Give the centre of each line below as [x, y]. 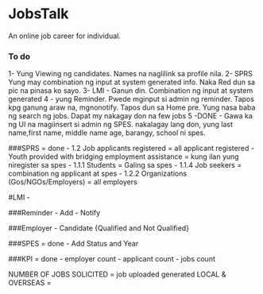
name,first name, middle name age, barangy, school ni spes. [107, 133]
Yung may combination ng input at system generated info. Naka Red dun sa [132, 82]
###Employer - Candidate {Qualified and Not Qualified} [99, 228]
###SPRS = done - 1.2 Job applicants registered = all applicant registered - [131, 149]
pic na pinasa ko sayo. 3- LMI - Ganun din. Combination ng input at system [131, 91]
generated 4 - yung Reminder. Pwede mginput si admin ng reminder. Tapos [131, 99]
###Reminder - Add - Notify [54, 213]
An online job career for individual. [64, 36]
